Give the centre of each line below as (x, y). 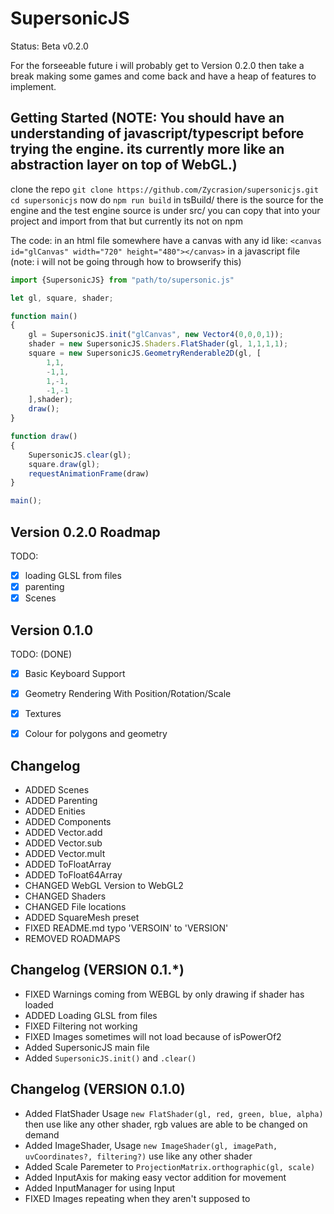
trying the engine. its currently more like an (147, 149)
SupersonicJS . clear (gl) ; (80, 455)
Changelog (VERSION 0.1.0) (98, 1089)
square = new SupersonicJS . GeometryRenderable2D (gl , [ (145, 353)
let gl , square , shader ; (62, 298)
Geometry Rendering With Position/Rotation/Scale (128, 693)
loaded (39, 1004)
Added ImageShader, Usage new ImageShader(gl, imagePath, (151, 1145)
